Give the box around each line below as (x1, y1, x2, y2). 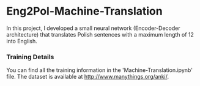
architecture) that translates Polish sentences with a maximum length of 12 (6, 30, 194, 38)
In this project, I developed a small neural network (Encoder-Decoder (6, 24, 180, 32)
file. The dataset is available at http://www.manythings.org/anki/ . (6, 73, 169, 81)
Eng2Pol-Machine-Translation (6, 4, 163, 18)
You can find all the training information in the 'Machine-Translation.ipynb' (6, 66, 193, 74)
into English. (6, 37, 38, 45)
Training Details (6, 52, 54, 61)
